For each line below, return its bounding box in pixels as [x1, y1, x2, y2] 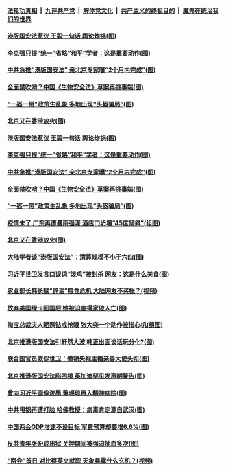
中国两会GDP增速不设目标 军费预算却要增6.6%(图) [7, 422, 149, 430]
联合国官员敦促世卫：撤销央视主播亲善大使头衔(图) [7, 354, 150, 363]
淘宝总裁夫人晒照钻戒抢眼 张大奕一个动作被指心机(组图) [7, 321, 163, 329]
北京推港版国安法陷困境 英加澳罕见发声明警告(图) [7, 371, 145, 380]
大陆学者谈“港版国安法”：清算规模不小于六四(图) [7, 253, 145, 261]
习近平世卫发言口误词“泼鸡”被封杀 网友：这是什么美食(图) [7, 270, 170, 278]
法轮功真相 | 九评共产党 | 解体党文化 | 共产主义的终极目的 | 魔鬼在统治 [7, 6, 213, 14]
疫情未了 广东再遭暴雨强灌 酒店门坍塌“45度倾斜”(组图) [7, 218, 161, 227]
